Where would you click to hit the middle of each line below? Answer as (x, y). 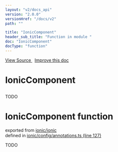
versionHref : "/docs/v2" (31, 19)
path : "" (14, 23)
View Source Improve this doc (37, 60)
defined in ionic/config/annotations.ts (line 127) (53, 135)
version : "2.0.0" (23, 14)
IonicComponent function (59, 117)
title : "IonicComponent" (31, 33)
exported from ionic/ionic (31, 130)
